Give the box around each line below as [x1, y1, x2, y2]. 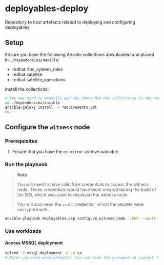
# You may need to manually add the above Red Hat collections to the [5, 96, 152, 100]
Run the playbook [5, 161, 48, 168]
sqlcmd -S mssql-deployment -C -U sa [5, 251, 82, 256]
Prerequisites [5, 138, 38, 145]
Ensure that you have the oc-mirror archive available [12, 148, 119, 154]
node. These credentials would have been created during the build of [17, 187, 156, 193]
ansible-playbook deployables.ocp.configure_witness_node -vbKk [5, 216, 139, 221]
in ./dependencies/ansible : [5, 57, 60, 63]
